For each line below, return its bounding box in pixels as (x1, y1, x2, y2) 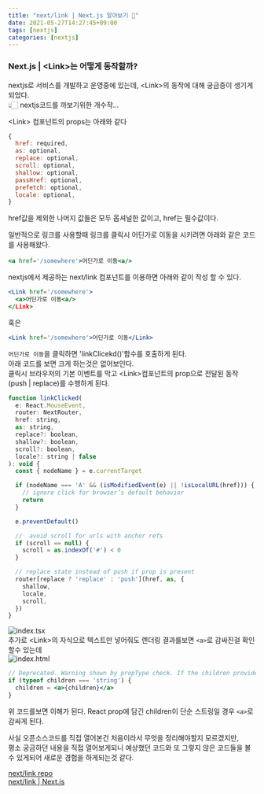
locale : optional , (15, 190, 76, 199)
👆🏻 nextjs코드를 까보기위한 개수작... (8, 100, 119, 109)
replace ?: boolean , (15, 430, 79, 439)
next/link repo (8, 768, 53, 777)
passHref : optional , (15, 176, 82, 184)
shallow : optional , (15, 168, 79, 177)
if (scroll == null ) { (15, 539, 90, 547)
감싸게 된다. (8, 716, 45, 726)
